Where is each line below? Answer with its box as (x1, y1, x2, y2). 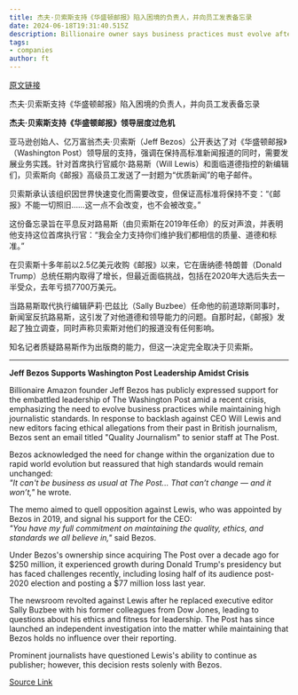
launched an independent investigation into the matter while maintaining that (9, 623, 289, 634)
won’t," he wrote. (9, 487, 72, 497)
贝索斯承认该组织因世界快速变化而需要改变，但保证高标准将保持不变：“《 (9, 188, 273, 199)
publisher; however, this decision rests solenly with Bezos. (9, 659, 223, 670)
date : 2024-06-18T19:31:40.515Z (9, 21, 129, 30)
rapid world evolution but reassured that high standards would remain (9, 459, 264, 469)
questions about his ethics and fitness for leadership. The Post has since (9, 614, 275, 624)
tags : (9, 37, 29, 47)
